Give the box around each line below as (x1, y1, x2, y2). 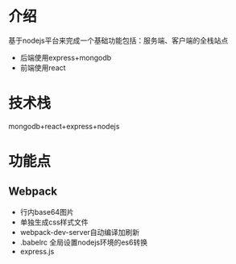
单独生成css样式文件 (19, 217, 89, 227)
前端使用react (19, 62, 66, 73)
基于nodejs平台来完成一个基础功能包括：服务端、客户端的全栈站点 (8, 36, 229, 45)
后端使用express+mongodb (19, 52, 112, 62)
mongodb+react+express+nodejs (8, 121, 120, 131)
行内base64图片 (19, 207, 74, 216)
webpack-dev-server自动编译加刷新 (19, 227, 140, 237)
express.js (19, 246, 55, 256)
